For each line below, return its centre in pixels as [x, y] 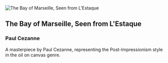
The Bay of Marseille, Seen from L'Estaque [73, 24]
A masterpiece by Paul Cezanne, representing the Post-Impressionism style [84, 49]
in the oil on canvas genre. [33, 55]
